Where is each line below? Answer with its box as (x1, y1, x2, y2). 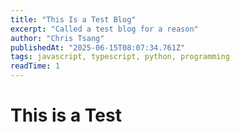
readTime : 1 (10, 61, 60, 71)
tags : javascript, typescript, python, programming (10, 52, 230, 62)
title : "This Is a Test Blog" (10, 14, 137, 25)
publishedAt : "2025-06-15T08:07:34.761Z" (10, 42, 186, 53)
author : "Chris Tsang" (10, 33, 105, 43)
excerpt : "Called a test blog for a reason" (10, 24, 199, 34)
